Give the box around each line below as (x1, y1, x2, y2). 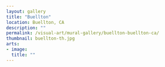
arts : (6, 41, 19, 47)
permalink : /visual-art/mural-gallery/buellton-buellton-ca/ (6, 30, 160, 36)
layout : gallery (6, 8, 46, 15)
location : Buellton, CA (6, 19, 65, 25)
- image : (6, 47, 28, 52)
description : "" (6, 24, 46, 31)
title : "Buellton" (6, 14, 51, 20)
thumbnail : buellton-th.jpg (6, 36, 75, 41)
